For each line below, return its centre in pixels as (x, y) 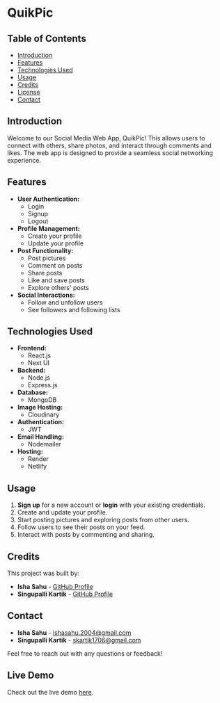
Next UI (39, 363)
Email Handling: (41, 437)
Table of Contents (47, 39)
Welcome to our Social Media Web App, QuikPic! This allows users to (106, 138)
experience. (24, 160)
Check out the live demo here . (50, 692)
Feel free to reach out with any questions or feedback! (85, 653)
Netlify (37, 467)
